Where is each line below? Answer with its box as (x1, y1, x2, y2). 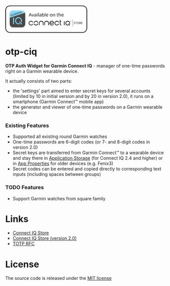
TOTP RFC (12, 241, 35, 247)
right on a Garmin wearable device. (5, 68, 79, 74)
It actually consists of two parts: (5, 78, 73, 84)
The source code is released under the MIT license (5, 275, 112, 281)
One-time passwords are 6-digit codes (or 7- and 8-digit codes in (12, 139, 150, 145)
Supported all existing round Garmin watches (12, 133, 108, 139)
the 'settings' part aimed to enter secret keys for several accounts (12, 88, 151, 94)
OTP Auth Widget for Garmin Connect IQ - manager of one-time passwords (5, 62, 165, 68)
